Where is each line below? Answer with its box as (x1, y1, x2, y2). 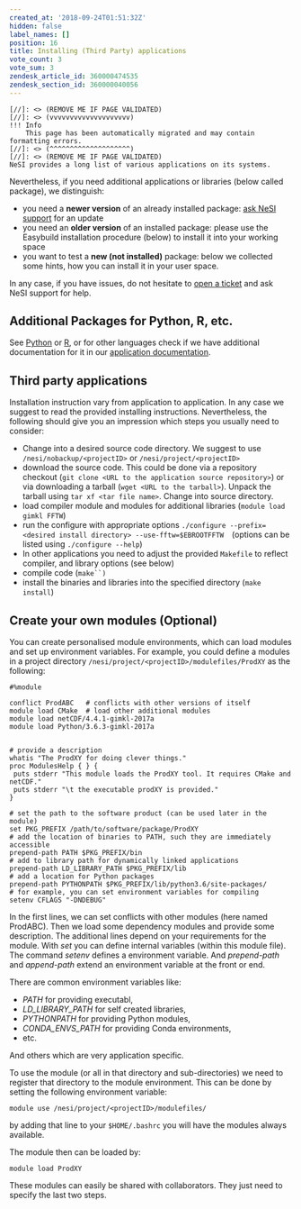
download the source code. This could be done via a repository (22, 462, 258, 473)
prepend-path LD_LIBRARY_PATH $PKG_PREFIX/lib (9, 864, 187, 874)
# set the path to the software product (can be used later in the (9, 809, 268, 818)
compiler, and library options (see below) (22, 558, 175, 568)
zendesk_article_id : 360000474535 (9, 72, 139, 81)
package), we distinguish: (9, 186, 105, 196)
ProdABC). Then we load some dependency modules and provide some (9, 921, 275, 932)
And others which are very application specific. (9, 1050, 184, 1061)
